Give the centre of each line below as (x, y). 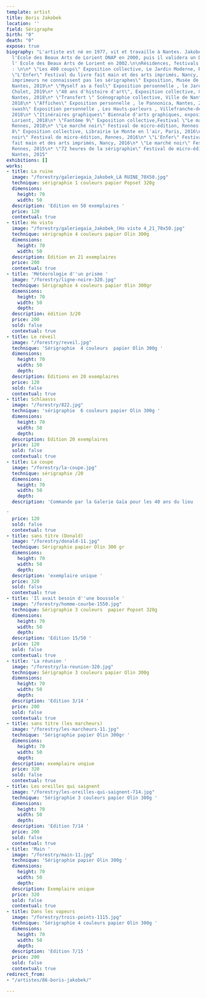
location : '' (23, 23)
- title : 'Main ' (29, 849)
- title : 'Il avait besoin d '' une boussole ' (65, 599)
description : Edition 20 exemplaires (60, 439)
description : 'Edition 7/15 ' (50, 951)
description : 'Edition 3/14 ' (50, 701)
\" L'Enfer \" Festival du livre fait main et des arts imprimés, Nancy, (105, 75)
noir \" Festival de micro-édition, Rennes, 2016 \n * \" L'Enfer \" (96, 138)
